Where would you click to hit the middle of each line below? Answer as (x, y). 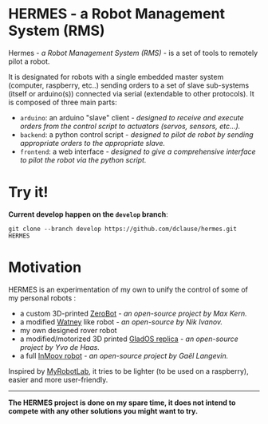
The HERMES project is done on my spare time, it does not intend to (122, 402)
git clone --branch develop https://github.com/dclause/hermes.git (123, 229)
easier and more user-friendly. (58, 379)
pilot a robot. (29, 61)
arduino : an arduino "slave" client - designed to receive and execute (132, 117)
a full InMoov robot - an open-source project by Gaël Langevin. (124, 355)
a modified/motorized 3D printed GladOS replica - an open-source (129, 339)
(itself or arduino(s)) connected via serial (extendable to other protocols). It (131, 93)
